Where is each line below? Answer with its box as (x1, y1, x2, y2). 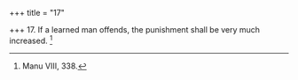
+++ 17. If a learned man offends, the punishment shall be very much (9, 25, 260, 34)
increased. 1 (9, 34, 53, 46)
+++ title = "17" (9, 8, 65, 18)
